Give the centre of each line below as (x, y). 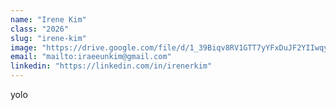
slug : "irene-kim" (48, 38)
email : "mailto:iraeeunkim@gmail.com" (91, 57)
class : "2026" (40, 29)
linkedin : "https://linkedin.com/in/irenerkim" (111, 66)
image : (24, 47)
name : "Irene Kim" (48, 19)
